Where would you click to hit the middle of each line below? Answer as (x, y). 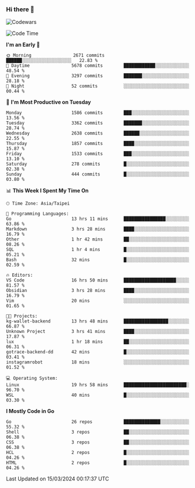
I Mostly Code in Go (30, 411)
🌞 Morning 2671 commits (55, 56)
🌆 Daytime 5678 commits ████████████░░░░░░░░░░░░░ (98, 66)
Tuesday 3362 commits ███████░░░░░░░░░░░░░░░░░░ (98, 123)
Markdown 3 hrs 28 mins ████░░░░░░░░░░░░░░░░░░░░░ (98, 229)
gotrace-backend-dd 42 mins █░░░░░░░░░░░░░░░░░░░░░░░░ (98, 352)
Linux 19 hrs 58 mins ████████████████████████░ (98, 385)
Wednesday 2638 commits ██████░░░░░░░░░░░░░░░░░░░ (98, 133)
